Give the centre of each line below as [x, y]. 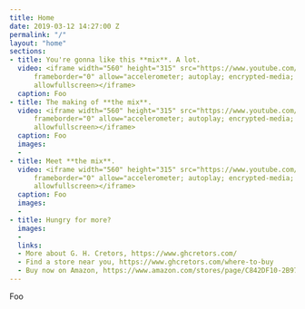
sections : [28, 52]
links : [30, 246]
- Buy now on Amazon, [59, 271]
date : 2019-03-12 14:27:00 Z [64, 26]
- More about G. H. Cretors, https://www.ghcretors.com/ [128, 254]
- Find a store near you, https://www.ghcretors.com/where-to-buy [146, 262]
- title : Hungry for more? [60, 220]
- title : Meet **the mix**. [63, 161]
